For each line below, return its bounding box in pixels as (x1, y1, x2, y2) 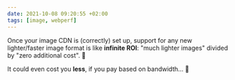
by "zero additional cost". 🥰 (7, 51, 86, 60)
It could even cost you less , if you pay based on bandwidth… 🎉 (7, 65, 189, 73)
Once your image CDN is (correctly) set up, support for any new (7, 36, 193, 44)
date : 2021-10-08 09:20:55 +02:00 (7, 10, 109, 18)
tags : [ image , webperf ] (7, 17, 77, 24)
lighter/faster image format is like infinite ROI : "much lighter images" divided (7, 44, 229, 52)
